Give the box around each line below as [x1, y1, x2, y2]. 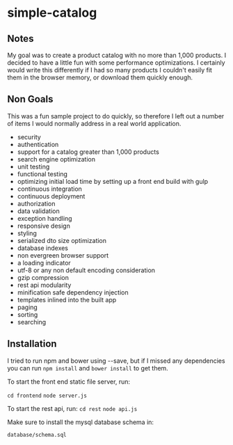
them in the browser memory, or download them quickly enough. [7, 73, 193, 81]
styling [17, 228, 37, 237]
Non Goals [7, 93, 54, 105]
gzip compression [17, 273, 70, 281]
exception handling [17, 214, 72, 222]
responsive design [17, 221, 71, 230]
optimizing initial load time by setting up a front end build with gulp [17, 177, 209, 185]
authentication [17, 140, 59, 148]
